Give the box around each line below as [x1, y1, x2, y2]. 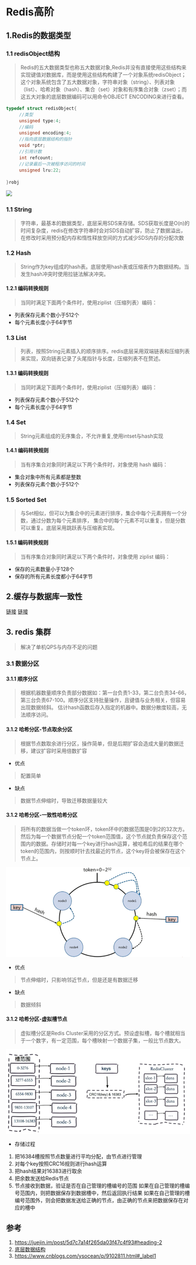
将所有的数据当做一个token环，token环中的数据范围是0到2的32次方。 [20, 826, 188, 833]
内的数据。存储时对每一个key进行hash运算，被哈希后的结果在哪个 [25, 840, 184, 847]
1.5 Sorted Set [6, 496, 47, 504]
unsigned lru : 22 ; [19, 167, 61, 173]
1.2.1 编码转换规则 [6, 285, 49, 292]
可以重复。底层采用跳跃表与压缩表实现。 [20, 524, 118, 531]
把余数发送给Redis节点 [14, 1175, 69, 1182]
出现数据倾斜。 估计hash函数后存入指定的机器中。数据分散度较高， [20, 704, 182, 711]
